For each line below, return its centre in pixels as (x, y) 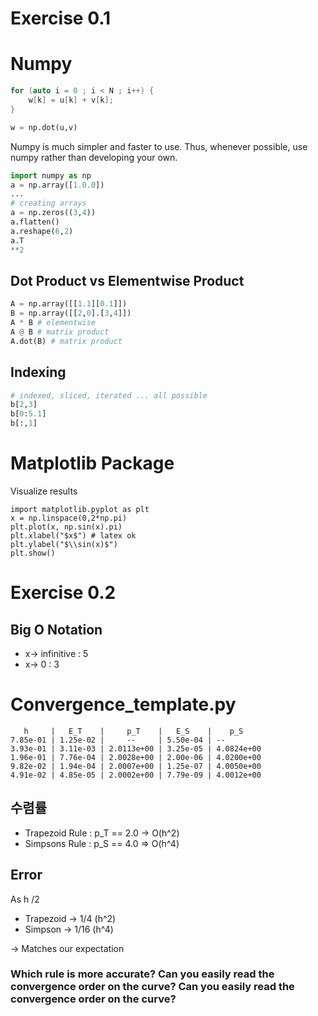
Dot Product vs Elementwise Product (127, 280)
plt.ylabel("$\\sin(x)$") (64, 544)
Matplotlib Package (92, 463)
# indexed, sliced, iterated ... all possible (109, 395)
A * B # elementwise (53, 323)
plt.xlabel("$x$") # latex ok (73, 535)
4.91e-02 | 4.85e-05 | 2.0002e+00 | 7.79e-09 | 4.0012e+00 (136, 775)
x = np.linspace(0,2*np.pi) (69, 518)
